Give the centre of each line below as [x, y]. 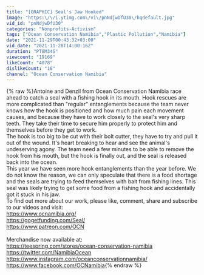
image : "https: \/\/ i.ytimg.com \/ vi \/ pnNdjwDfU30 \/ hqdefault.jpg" [90, 18]
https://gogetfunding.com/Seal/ [46, 220]
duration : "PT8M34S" [32, 52]
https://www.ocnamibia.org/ [41, 214]
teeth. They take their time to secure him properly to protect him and [92, 124]
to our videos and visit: [35, 208]
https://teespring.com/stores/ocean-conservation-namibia [80, 246]
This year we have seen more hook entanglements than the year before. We [101, 169]
